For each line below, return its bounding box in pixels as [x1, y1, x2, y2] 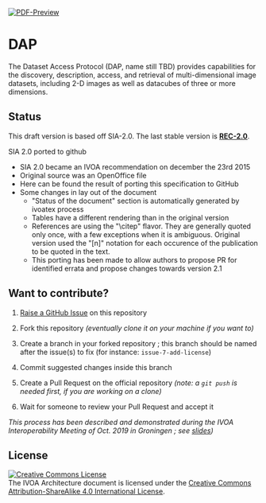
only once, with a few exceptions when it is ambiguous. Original [31, 229, 241, 239]
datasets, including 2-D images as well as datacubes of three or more [8, 78, 236, 88]
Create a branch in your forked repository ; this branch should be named [19, 338, 257, 348]
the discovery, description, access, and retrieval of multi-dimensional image [8, 70, 256, 80]
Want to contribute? [8, 287, 110, 300]
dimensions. [8, 87, 48, 96]
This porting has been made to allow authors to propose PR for [31, 255, 237, 264]
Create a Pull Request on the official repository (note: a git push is [19, 378, 238, 388]
